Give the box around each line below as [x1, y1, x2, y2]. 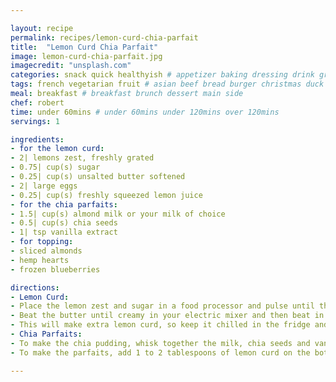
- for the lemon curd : [10, 144, 105, 154]
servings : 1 [10, 116, 60, 126]
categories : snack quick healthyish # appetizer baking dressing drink [10, 70, 315, 80]
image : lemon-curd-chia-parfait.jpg [10, 51, 163, 61]
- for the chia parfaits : [10, 199, 118, 210]
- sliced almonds [10, 246, 83, 256]
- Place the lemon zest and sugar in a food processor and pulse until [10, 301, 315, 311]
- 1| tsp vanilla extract [10, 227, 118, 238]
